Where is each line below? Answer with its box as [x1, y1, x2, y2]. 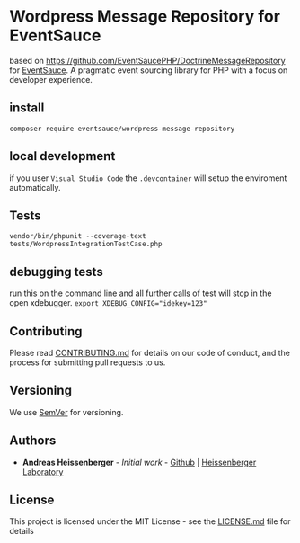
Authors [9, 433, 57, 449]
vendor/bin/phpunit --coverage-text [9, 232, 146, 241]
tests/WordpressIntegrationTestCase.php [9, 240, 163, 249]
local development [9, 148, 116, 164]
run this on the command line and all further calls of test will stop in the [9, 288, 272, 298]
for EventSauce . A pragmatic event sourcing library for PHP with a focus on [9, 65, 288, 76]
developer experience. [9, 74, 93, 85]
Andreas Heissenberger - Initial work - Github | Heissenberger [22, 457, 257, 467]
